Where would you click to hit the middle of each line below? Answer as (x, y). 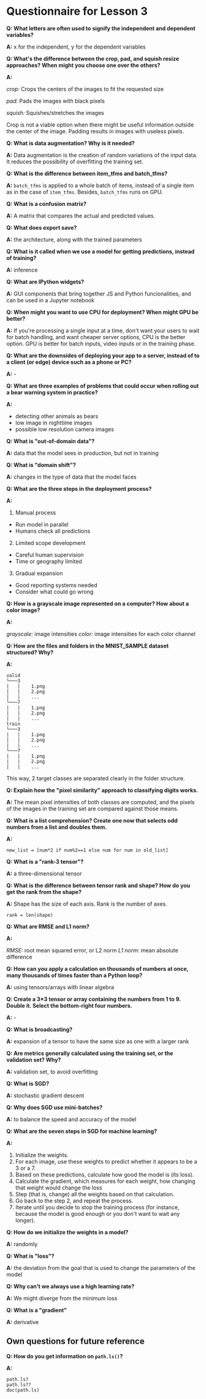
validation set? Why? (34, 1060)
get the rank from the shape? (44, 892)
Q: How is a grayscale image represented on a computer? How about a (97, 603)
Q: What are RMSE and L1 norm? (48, 927)
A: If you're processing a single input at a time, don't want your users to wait (103, 331)
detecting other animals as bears (57, 416)
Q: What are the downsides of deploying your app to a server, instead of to (103, 355)
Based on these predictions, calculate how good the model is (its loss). (105, 1174)
